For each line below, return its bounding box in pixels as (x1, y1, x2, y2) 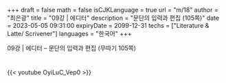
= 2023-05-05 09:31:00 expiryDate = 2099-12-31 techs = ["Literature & (7, 22, 210, 29)
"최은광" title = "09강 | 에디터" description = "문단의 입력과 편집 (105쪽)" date (7, 14, 220, 22)
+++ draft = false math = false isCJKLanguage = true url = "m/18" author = (7, 6, 218, 14)
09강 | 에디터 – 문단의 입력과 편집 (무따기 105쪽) (7, 44, 136, 52)
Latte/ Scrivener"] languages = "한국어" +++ (7, 30, 132, 37)
